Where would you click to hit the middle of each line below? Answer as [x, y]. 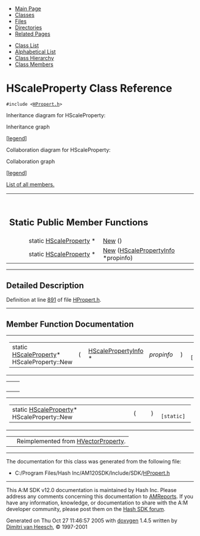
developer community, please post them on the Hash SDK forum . [86, 509]
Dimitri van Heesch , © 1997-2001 [47, 527]
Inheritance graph [28, 127]
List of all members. [30, 184]
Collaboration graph [31, 161]
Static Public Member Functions [79, 222]
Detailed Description [45, 285]
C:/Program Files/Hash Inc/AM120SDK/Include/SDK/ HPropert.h [92, 473]
